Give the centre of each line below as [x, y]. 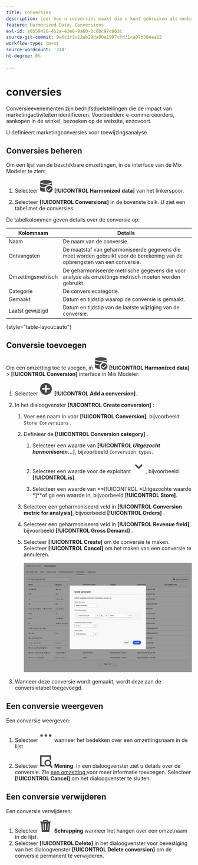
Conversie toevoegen [47, 346]
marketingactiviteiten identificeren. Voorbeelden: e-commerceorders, [90, 114]
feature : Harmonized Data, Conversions [55, 25]
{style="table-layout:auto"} [39, 326]
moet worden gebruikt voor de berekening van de [123, 256]
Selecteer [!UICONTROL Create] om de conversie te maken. [96, 542]
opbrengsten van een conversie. [102, 262]
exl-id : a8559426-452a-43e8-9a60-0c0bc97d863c [64, 31]
